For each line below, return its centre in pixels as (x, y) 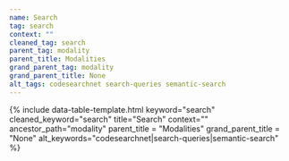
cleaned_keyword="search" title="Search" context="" (109, 119)
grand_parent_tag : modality (62, 68)
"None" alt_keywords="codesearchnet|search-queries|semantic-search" (144, 138)
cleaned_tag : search (48, 42)
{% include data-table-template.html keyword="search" (112, 109)
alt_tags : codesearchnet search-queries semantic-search (118, 84)
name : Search (34, 17)
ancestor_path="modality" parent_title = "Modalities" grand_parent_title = (144, 128)
